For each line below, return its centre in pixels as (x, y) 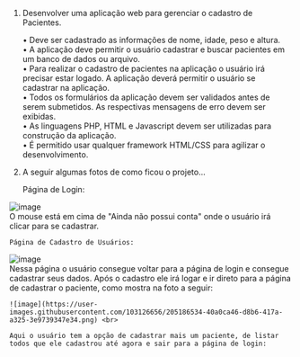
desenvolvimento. (55, 155)
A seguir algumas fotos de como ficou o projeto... (114, 172)
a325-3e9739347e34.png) (54, 320)
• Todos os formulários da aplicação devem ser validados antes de (146, 97)
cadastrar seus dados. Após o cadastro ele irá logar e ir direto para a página (150, 278)
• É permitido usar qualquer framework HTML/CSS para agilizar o (144, 145)
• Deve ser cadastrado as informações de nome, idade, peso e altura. (151, 40)
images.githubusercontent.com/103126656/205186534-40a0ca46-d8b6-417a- (146, 312)
